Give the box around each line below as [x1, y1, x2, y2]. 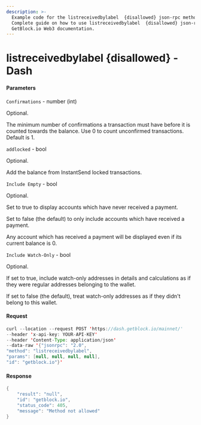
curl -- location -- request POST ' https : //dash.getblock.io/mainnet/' [6, 325, 184, 332]
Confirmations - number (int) [6, 97, 77, 105]
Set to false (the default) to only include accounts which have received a [6, 215, 185, 222]
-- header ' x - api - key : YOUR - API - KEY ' [6, 331, 98, 337]
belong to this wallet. [6, 298, 58, 306]
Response [6, 372, 32, 379]
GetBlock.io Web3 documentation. [11, 25, 95, 32]
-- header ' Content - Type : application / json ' [6, 337, 117, 343]
